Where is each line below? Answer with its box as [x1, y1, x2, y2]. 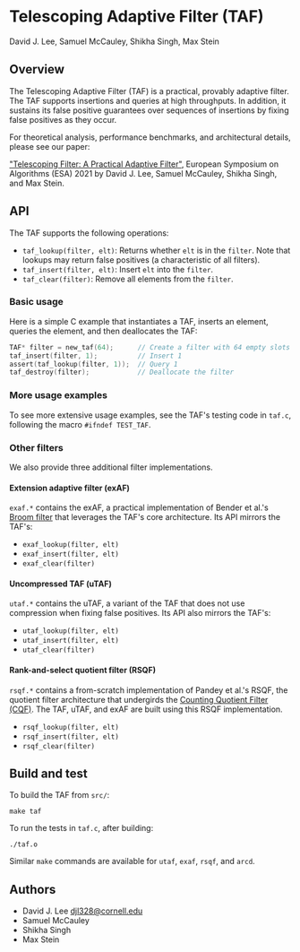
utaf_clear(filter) [21, 645, 96, 655]
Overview [9, 62, 65, 77]
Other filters [9, 441, 64, 454]
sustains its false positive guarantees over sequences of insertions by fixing [9, 105, 289, 116]
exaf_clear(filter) [21, 559, 96, 568]
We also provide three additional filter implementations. [9, 462, 213, 472]
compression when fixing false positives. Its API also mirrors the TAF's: [9, 608, 271, 619]
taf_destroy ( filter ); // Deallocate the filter [9, 368, 235, 377]
